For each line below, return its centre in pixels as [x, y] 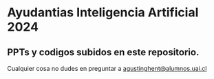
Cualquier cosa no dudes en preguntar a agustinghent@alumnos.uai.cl [107, 68]
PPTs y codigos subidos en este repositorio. [103, 52]
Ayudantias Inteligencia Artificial [103, 13]
